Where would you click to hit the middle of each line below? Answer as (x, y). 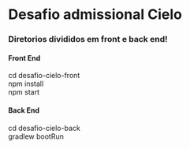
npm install (26, 84)
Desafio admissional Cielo (95, 15)
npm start (24, 92)
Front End (24, 58)
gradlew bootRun (36, 136)
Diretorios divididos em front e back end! (88, 39)
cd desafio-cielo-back (44, 128)
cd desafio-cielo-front (44, 76)
